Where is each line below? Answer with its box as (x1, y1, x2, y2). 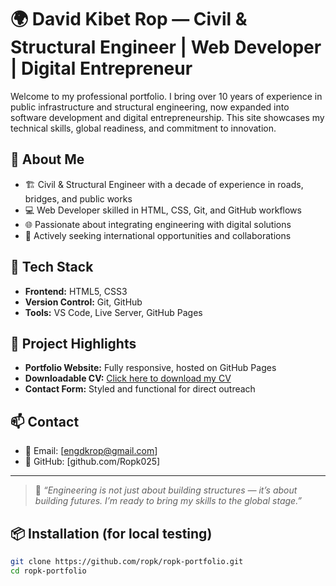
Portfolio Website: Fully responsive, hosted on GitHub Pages (24, 362, 277, 374)
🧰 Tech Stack (10, 259, 94, 276)
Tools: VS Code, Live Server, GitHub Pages (24, 306, 203, 318)
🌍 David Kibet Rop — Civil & (10, 8, 248, 31)
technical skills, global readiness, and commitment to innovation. (10, 122, 277, 134)
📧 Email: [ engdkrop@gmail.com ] (24, 445, 158, 457)
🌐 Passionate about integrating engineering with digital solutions (24, 218, 292, 230)
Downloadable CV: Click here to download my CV (24, 372, 232, 385)
